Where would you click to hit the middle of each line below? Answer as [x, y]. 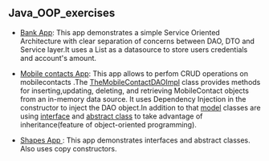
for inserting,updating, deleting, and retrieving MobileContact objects [134, 91]
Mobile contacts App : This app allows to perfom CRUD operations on [134, 73]
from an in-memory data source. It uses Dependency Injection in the [133, 99]
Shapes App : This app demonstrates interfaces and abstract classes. [135, 140]
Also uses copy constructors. [68, 148]
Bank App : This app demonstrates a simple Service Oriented [120, 32]
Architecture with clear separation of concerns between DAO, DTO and [137, 41]
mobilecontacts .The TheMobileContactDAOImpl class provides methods [140, 82]
